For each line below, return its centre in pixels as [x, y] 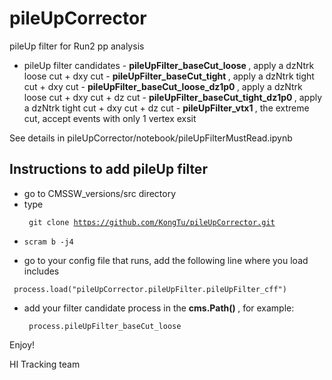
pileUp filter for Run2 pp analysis [77, 46]
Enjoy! [22, 344]
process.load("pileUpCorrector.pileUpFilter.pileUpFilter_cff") [150, 289]
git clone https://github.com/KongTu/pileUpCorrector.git [152, 222]
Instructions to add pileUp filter [108, 169]
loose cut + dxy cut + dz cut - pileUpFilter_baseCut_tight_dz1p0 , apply [173, 97]
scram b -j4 [48, 242]
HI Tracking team [45, 364]
